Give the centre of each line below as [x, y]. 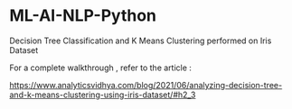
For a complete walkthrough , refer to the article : [101, 68]
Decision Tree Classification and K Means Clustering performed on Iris [141, 41]
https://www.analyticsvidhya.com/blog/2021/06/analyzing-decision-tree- [146, 85]
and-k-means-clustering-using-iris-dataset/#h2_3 [103, 95]
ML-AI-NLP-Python [83, 16]
